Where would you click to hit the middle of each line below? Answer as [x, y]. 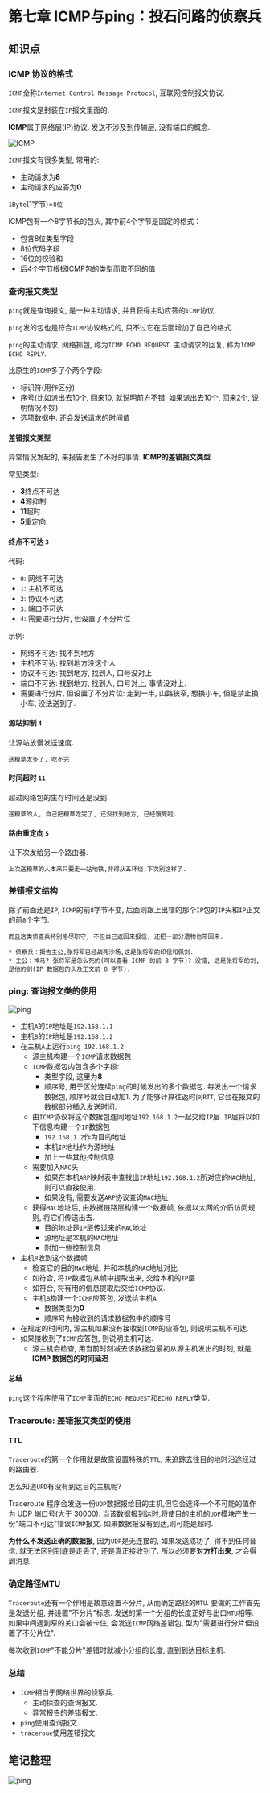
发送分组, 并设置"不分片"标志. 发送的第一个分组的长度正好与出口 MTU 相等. [135, 1613]
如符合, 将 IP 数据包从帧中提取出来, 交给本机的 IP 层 [114, 1277]
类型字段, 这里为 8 [73, 1076]
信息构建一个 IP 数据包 [74, 1127]
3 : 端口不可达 [41, 608]
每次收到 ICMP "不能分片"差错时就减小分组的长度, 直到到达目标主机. [117, 1650]
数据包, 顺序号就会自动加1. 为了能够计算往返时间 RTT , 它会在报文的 [152, 1096]
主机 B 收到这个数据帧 [53, 1257]
